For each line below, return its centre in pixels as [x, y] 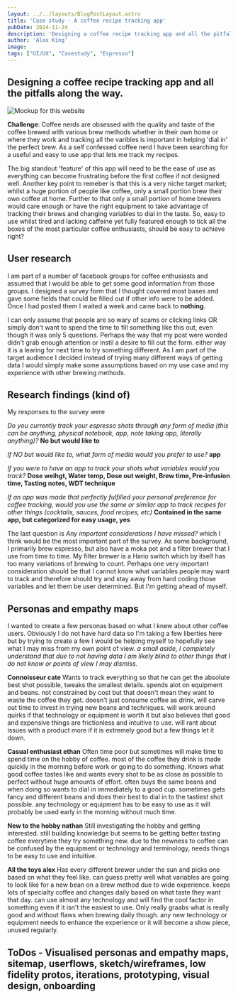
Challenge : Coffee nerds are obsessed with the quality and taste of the [111, 124]
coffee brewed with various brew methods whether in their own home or [113, 131]
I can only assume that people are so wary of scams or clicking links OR [112, 320]
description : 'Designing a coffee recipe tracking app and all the [109, 34]
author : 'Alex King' [38, 40]
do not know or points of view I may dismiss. [73, 664]
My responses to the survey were [56, 412]
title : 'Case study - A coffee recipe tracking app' [87, 21]
